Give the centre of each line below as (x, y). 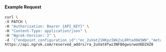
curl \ (11, 17)
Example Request (23, 7)
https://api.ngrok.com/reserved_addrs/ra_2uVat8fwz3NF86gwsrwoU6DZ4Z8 (79, 45)
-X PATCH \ (16, 22)
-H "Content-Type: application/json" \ (46, 31)
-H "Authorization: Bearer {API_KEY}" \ (47, 26)
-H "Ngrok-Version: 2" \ (30, 35)
